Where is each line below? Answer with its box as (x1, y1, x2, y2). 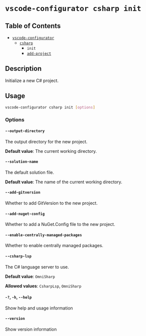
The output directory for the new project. (5, 139, 88, 144)
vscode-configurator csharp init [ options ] (5, 105, 96, 110)
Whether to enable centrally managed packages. (5, 243, 104, 249)
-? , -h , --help (5, 294, 32, 300)
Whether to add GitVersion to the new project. (5, 200, 98, 206)
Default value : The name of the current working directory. (5, 179, 122, 185)
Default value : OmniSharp (5, 273, 55, 279)
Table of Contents (5, 22, 61, 30)
